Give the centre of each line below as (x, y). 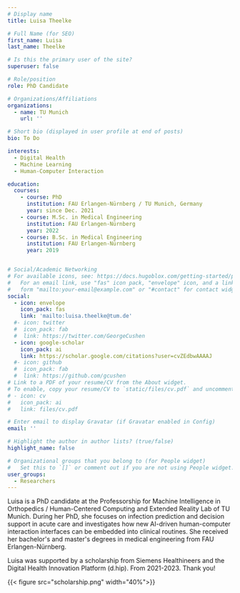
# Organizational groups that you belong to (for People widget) (106, 461)
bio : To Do (24, 139)
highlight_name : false (41, 448)
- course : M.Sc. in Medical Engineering (81, 217)
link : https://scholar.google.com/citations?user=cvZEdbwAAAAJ (116, 356)
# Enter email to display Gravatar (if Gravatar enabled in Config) (111, 422)
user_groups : (27, 474)
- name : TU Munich (41, 112)
